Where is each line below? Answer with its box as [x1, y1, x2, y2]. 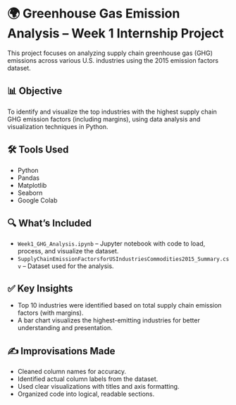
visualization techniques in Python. [7, 122, 108, 131]
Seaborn [17, 188, 43, 197]
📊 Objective [7, 85, 63, 97]
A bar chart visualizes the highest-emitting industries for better [17, 316, 201, 325]
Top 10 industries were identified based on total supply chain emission [17, 301, 222, 310]
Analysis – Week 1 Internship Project [7, 25, 224, 42]
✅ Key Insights [7, 282, 73, 294]
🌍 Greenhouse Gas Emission [7, 6, 180, 22]
